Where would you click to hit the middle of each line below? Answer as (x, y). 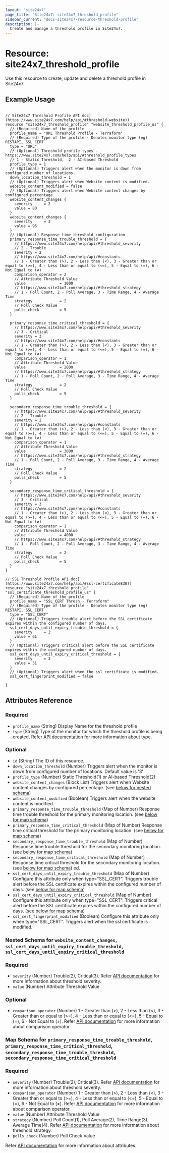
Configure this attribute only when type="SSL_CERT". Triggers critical (85, 900)
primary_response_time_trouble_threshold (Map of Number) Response (86, 809)
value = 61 (26, 636)
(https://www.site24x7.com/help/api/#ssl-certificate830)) (69, 583)
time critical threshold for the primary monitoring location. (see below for (88, 830)
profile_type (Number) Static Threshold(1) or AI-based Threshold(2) (84, 777)
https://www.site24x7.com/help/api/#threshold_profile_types (71, 155)
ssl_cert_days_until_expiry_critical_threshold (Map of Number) (82, 895)
